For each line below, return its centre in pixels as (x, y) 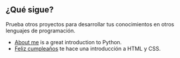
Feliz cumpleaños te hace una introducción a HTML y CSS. (88, 48)
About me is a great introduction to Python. (68, 42)
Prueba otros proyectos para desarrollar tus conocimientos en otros (90, 24)
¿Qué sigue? (30, 10)
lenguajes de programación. (41, 30)
